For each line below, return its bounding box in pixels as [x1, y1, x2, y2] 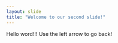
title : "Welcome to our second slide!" [6, 14, 106, 20]
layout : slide [6, 8, 42, 15]
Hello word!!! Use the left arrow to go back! [6, 30, 113, 37]
